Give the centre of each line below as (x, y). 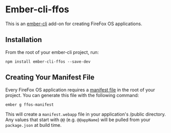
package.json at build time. (33, 125)
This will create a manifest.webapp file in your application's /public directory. (85, 114)
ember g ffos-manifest (30, 104)
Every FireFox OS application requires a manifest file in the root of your (80, 90)
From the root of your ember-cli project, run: (52, 52)
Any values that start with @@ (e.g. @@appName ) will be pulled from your (78, 120)
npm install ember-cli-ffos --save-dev (48, 62)
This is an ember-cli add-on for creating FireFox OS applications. (74, 24)
